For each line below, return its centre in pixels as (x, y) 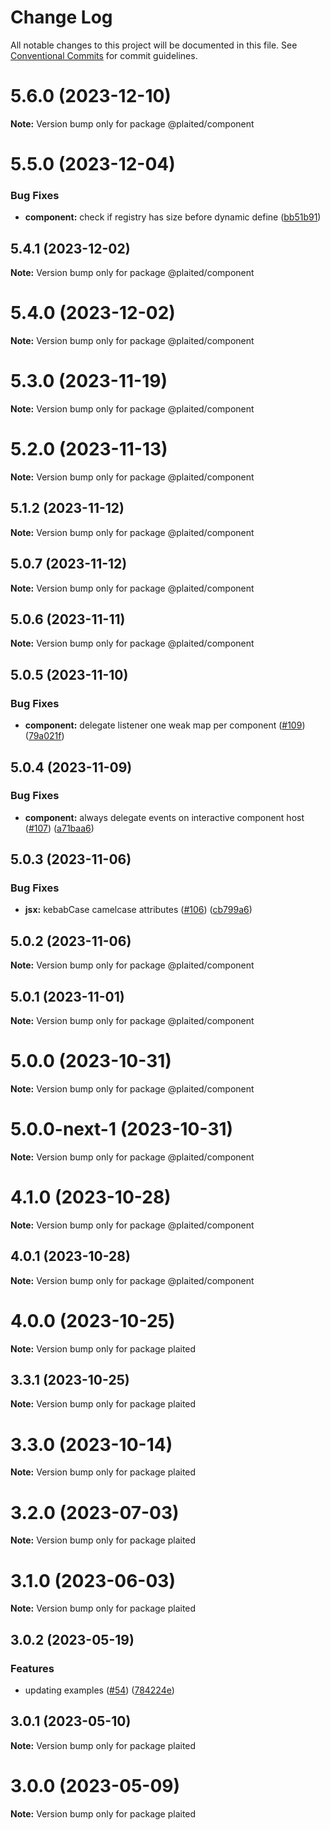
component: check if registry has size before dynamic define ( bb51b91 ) (173, 217)
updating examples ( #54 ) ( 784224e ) (99, 1690)
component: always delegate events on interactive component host (164, 817)
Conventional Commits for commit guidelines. (104, 55)
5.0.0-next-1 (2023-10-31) (122, 1129)
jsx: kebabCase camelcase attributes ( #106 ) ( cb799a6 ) (138, 910)
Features (32, 1668)
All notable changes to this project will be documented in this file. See (154, 45)
